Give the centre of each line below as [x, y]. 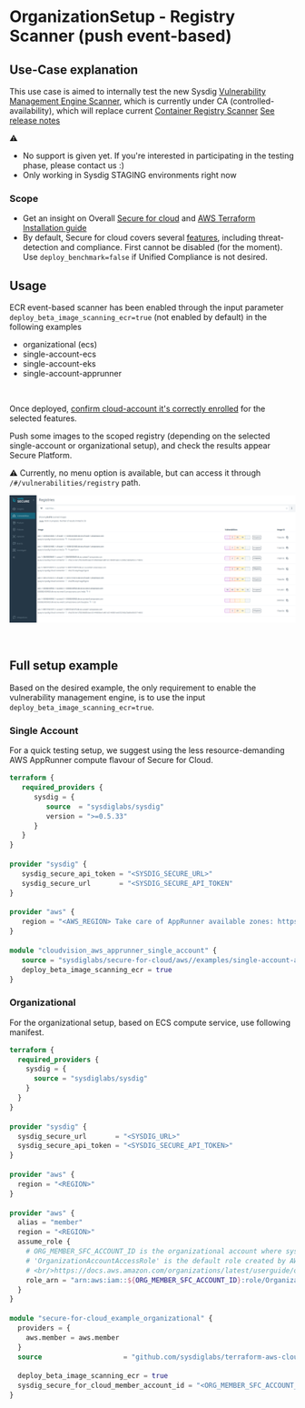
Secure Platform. [41, 456]
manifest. [27, 1032]
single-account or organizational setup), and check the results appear [140, 446]
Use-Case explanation [74, 70]
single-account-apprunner [72, 374]
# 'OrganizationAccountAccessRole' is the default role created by [156, 1261]
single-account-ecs [59, 354]
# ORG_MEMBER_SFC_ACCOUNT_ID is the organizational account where [154, 1252]
